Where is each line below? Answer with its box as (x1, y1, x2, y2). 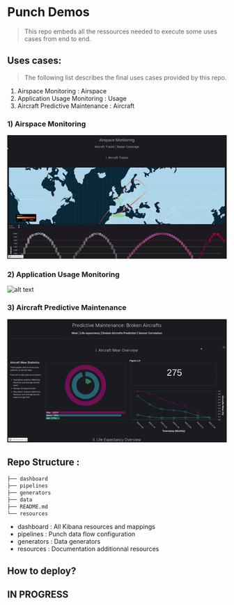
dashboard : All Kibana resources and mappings (17, 523, 155, 531)
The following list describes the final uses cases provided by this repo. (24, 73, 227, 81)
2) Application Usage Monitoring (7, 269, 120, 279)
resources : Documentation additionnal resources (17, 544, 159, 553)
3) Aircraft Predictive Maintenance (7, 303, 127, 313)
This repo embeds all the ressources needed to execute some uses (24, 27, 217, 36)
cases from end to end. (24, 34, 92, 42)
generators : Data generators (17, 537, 101, 546)
